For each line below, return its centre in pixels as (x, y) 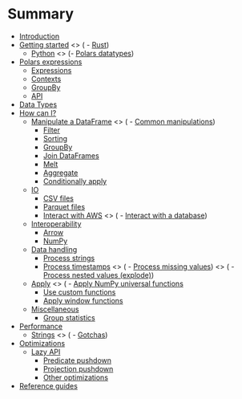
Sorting (55, 138)
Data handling (54, 249)
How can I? (38, 112)
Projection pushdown (78, 368)
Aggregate (60, 173)
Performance (41, 326)
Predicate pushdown (77, 360)
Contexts (46, 79)
